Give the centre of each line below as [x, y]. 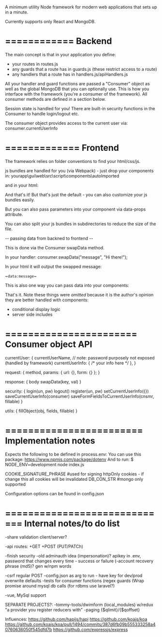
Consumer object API [49, 344]
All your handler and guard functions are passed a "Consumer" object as [77, 83]
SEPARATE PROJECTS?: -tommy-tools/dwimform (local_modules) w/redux [79, 604]
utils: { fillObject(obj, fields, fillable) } [41, 411]
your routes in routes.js [35, 64]
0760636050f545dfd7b [29, 629]
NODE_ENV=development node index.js [45, 464]
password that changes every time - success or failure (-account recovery [79, 561]
